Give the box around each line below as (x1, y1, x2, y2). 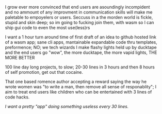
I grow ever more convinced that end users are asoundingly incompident (5, 4, 150, 10)
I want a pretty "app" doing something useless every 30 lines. (5, 104, 129, 109)
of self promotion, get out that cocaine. (5, 69, 83, 75)
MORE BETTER (5, 55, 35, 60)
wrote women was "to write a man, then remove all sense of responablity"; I (5, 84, 157, 89)
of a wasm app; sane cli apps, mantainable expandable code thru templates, (5, 39, 158, 45)
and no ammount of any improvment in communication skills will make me (5, 9, 153, 15)
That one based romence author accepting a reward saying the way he (5, 79, 147, 84)
